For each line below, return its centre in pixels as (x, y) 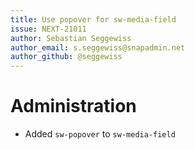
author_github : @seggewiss (66, 57)
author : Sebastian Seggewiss (71, 38)
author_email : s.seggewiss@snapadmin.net (98, 47)
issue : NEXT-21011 (48, 29)
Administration (73, 106)
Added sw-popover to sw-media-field (100, 134)
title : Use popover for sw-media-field (93, 19)
